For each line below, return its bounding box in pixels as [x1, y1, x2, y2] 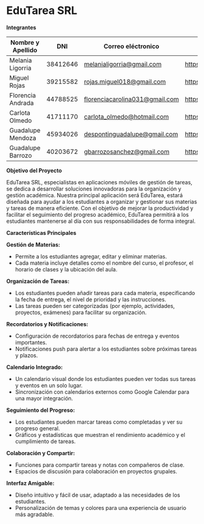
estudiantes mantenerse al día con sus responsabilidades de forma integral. [6, 217, 196, 225]
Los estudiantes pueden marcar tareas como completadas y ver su [15, 418, 183, 425]
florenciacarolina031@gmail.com [84, 95, 179, 103]
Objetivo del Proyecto [6, 167, 63, 174]
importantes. [15, 338, 47, 346]
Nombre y [10, 38, 39, 46]
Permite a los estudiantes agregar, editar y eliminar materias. [15, 253, 167, 260]
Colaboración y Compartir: [6, 449, 75, 456]
